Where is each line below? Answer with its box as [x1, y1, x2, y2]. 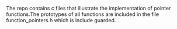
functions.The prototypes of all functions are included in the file [6, 11, 159, 18]
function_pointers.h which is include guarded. [6, 17, 116, 23]
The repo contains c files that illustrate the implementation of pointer [6, 5, 171, 11]
